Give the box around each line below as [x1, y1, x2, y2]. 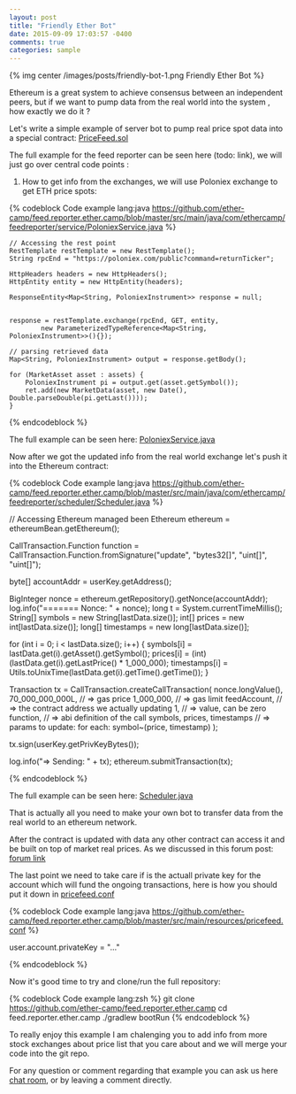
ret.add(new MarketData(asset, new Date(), [25, 386, 188, 395]
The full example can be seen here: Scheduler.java [9, 790, 194, 801]
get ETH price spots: [21, 186, 97, 196]
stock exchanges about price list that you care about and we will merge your [9, 1039, 287, 1050]
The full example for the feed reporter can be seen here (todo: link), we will [9, 150, 283, 160]
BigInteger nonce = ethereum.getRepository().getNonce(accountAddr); [9, 594, 269, 605]
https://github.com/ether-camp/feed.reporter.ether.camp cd [9, 1003, 228, 1013]
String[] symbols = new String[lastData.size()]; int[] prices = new [9, 612, 245, 623]
